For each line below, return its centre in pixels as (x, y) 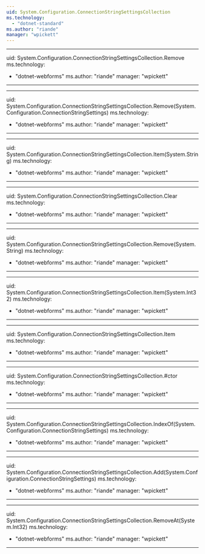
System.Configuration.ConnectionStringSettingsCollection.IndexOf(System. (101, 424)
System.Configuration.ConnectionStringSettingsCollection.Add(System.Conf (102, 473)
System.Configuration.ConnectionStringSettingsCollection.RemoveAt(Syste (101, 520)
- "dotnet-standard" (38, 23)
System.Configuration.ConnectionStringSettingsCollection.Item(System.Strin (103, 154)
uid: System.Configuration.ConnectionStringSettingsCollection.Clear (92, 196)
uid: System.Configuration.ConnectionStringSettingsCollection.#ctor (92, 376)
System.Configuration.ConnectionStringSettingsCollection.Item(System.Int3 (101, 293)
